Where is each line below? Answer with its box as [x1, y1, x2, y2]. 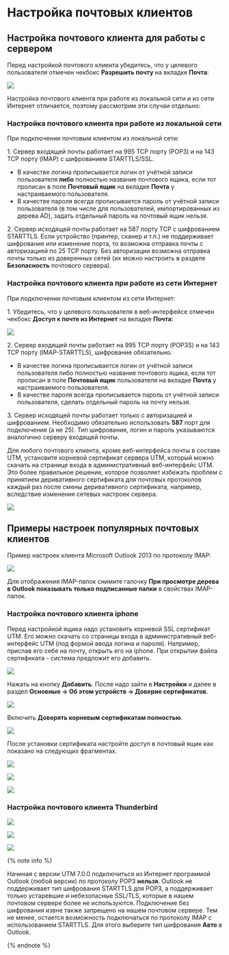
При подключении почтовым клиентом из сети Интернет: [7, 294, 176, 302]
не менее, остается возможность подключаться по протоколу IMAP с [7, 913, 212, 921]
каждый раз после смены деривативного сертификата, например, [7, 482, 202, 491]
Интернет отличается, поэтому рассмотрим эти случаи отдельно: [7, 101, 201, 110]
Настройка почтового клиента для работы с [7, 32, 206, 44]
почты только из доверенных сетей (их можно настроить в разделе [7, 254, 206, 262]
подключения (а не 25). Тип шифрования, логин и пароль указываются [7, 425, 215, 434]
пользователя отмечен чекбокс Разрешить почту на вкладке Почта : [7, 69, 209, 76]
